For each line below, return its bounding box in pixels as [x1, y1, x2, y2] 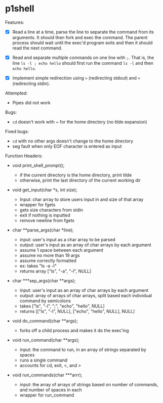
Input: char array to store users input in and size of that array [19, 196, 144, 203]
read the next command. [12, 45, 63, 51]
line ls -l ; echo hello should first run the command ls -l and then [12, 60, 154, 66]
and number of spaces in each [19, 387, 82, 393]
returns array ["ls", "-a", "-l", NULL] [19, 268, 91, 274]
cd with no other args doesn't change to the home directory [12, 138, 133, 144]
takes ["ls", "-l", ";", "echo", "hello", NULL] [19, 303, 105, 309]
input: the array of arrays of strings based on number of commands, [19, 382, 159, 388]
